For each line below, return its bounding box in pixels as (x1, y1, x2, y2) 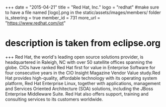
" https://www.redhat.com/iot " (5, 20, 66, 26)
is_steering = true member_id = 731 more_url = (5, 15, 100, 20)
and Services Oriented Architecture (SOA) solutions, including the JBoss (5, 86, 153, 92)
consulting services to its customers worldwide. (5, 96, 103, 102)
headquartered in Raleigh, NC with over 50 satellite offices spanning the (5, 59, 153, 65)
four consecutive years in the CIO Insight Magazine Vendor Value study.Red (5, 70, 161, 76)
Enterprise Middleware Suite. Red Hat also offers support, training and (5, 91, 149, 97)
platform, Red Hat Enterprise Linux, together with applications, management (5, 80, 161, 86)
